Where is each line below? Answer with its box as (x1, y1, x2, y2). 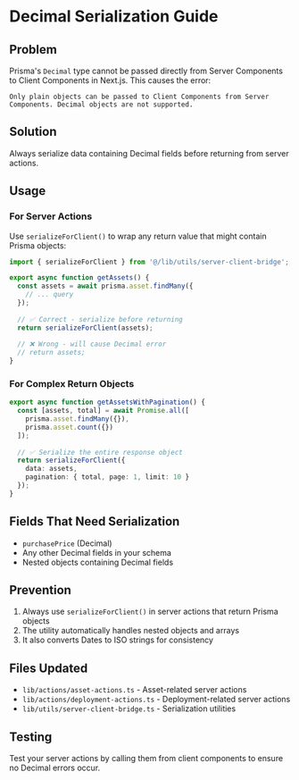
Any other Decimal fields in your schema (21, 547, 172, 558)
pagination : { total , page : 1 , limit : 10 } (25, 473, 190, 482)
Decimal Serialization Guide (9, 6, 219, 27)
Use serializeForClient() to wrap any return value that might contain (9, 231, 267, 241)
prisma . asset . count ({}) (25, 423, 114, 432)
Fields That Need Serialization (9, 514, 180, 529)
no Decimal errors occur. (9, 762, 101, 774)
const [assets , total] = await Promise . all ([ (17, 407, 190, 415)
